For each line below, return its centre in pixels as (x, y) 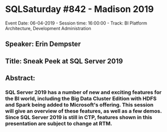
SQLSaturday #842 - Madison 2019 (80, 9)
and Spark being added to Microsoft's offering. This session (79, 105)
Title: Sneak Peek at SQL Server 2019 (64, 61)
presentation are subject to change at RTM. (59, 123)
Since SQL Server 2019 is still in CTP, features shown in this (79, 117)
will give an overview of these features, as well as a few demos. (83, 111)
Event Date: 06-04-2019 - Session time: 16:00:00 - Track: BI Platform (76, 23)
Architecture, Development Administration (48, 28)
